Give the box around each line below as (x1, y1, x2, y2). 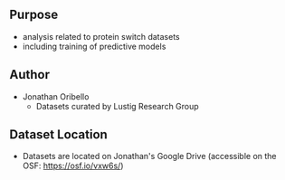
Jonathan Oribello (22, 90, 90, 102)
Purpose (9, 7, 59, 23)
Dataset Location (9, 127, 109, 143)
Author (9, 67, 50, 82)
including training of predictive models (22, 41, 166, 52)
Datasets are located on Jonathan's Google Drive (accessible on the (22, 151, 278, 162)
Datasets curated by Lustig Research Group (35, 100, 199, 111)
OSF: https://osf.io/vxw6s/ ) (22, 160, 124, 171)
